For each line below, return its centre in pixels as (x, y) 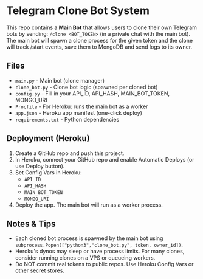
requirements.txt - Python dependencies (67, 119)
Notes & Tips (31, 223)
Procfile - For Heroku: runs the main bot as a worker (81, 106)
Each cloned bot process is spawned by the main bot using (89, 238)
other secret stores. (40, 270)
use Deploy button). (40, 166)
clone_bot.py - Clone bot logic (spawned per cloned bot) (86, 87)
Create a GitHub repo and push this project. (70, 153)
